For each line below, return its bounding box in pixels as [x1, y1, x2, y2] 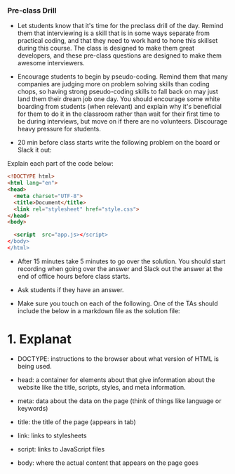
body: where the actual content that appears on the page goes [17, 459, 199, 467]
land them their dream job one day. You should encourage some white [17, 95, 221, 103]
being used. [17, 362, 53, 370]
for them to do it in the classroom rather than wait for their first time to [17, 110, 220, 118]
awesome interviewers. [17, 59, 86, 67]
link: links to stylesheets [17, 431, 87, 440]
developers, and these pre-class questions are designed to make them [17, 51, 222, 60]
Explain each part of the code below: [7, 159, 114, 168]
